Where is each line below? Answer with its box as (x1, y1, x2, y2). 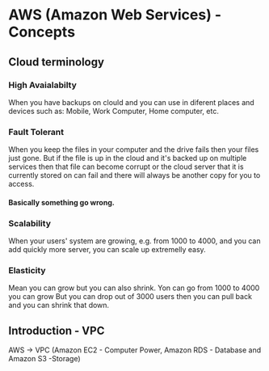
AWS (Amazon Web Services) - (8, 6, 222, 24)
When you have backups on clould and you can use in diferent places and (8, 97, 254, 107)
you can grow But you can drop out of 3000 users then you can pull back (8, 292, 253, 301)
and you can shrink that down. (8, 301, 110, 310)
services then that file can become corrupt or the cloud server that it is (8, 162, 244, 171)
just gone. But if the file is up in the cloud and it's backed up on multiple (8, 154, 247, 163)
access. (8, 179, 35, 189)
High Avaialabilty (8, 79, 77, 91)
